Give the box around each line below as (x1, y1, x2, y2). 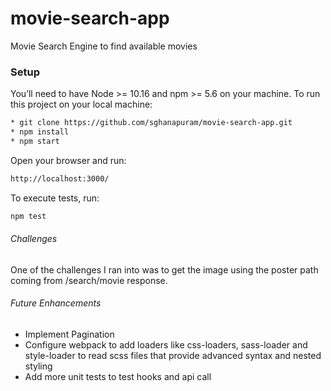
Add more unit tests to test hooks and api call (24, 371, 212, 383)
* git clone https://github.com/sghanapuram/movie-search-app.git (10, 118, 293, 128)
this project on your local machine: (10, 98, 153, 111)
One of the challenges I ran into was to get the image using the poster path (10, 263, 319, 276)
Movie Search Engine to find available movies (10, 40, 198, 52)
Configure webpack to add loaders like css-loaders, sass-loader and (24, 339, 308, 351)
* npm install (10, 127, 70, 137)
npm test (10, 211, 47, 221)
